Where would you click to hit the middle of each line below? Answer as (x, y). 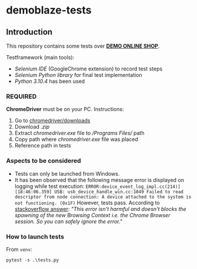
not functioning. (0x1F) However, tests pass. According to (87, 203)
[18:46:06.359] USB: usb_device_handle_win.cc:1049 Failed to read (99, 191)
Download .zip (32, 127)
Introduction (29, 32)
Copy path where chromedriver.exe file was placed (76, 139)
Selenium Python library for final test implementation (78, 75)
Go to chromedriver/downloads (52, 120)
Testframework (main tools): (40, 57)
